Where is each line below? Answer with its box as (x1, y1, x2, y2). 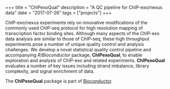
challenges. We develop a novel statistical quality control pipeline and (5, 47, 151, 52)
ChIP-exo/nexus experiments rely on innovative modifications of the (5, 20, 148, 25)
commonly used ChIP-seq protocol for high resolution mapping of (5, 25, 143, 31)
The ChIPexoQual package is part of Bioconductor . (5, 78, 113, 84)
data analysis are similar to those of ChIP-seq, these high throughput (5, 36, 150, 42)
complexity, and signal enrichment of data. (5, 68, 95, 74)
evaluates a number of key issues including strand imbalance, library (5, 63, 149, 69)
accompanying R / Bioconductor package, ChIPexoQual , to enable (5, 52, 143, 58)
